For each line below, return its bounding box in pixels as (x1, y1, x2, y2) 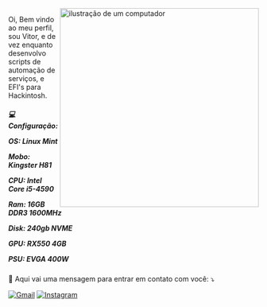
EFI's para (8, 83, 41, 91)
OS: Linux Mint (8, 136, 58, 146)
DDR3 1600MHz (8, 208, 62, 217)
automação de (8, 65, 56, 75)
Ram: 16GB (8, 199, 45, 209)
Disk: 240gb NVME (8, 223, 73, 233)
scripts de (8, 57, 41, 66)
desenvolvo (8, 49, 46, 58)
